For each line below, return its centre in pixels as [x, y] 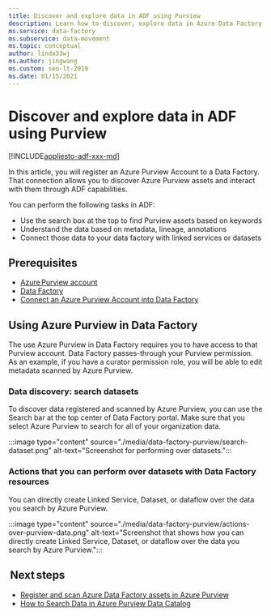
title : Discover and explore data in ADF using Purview [104, 16]
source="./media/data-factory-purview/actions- [170, 524]
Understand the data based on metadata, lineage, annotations [123, 229]
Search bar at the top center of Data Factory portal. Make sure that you [127, 417]
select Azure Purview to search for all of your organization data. [114, 426]
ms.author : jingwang [43, 62]
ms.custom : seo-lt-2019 [49, 69]
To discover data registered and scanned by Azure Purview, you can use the [135, 409]
